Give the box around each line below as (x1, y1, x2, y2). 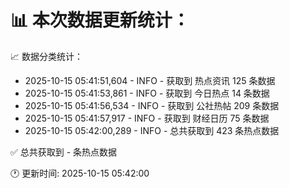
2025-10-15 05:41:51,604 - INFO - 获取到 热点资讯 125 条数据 (24, 74, 276, 86)
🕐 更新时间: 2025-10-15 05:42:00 (10, 167, 150, 179)
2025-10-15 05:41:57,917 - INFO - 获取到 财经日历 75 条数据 (24, 112, 270, 124)
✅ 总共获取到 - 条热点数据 (10, 146, 118, 158)
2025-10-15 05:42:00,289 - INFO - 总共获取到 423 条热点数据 (24, 124, 280, 136)
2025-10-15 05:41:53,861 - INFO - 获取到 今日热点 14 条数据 (24, 87, 270, 99)
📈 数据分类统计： (10, 50, 83, 62)
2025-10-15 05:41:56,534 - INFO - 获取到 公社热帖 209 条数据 (24, 99, 280, 111)
